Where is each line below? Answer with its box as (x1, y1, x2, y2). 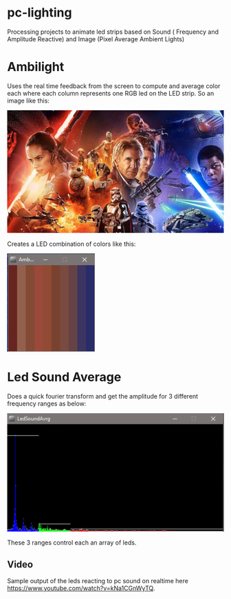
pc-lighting (7, 5, 72, 21)
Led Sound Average (7, 370, 122, 385)
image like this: (7, 96, 50, 105)
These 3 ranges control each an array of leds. (7, 538, 137, 547)
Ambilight (7, 59, 65, 75)
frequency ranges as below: (7, 399, 87, 408)
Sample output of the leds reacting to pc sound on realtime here (7, 577, 189, 585)
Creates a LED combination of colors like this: (7, 240, 136, 248)
